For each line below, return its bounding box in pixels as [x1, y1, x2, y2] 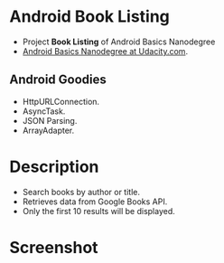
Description [9, 156, 99, 177]
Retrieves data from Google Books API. [22, 196, 168, 207]
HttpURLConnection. [22, 96, 100, 107]
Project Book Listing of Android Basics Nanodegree [22, 36, 216, 47]
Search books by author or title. [22, 186, 141, 197]
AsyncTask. [22, 106, 66, 117]
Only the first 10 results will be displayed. [22, 205, 176, 216]
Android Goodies [9, 72, 107, 88]
